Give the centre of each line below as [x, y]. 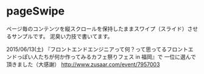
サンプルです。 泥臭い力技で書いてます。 [62, 36]
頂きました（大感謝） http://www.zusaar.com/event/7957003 [83, 64]
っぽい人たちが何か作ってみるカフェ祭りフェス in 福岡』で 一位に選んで [107, 56]
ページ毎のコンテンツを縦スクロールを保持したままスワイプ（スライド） [97, 29]
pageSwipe [36, 11]
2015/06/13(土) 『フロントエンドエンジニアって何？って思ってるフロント [97, 49]
